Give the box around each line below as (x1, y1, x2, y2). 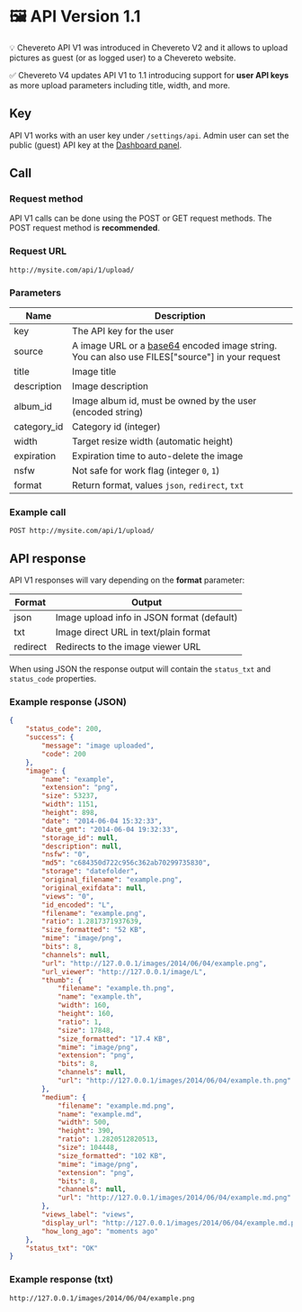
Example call (9, 505, 67, 518)
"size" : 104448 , (57, 1144, 119, 1153)
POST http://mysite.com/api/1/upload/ (9, 527, 155, 536)
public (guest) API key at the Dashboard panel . (9, 140, 182, 150)
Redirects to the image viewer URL (55, 640, 201, 653)
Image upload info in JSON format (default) (55, 611, 238, 624)
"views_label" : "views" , (41, 1210, 135, 1219)
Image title (71, 366, 117, 378)
